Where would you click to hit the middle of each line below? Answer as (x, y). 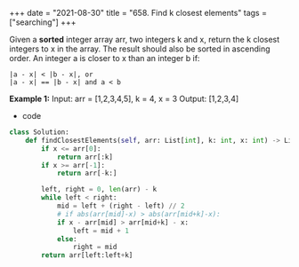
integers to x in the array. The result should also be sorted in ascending (140, 49)
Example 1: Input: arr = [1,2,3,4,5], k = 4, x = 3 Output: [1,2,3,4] (124, 98)
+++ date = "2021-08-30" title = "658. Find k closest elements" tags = (138, 13)
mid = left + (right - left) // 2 (121, 206)
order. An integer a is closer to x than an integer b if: (105, 58)
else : (67, 239)
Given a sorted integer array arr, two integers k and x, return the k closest (145, 39)
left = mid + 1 (101, 231)
